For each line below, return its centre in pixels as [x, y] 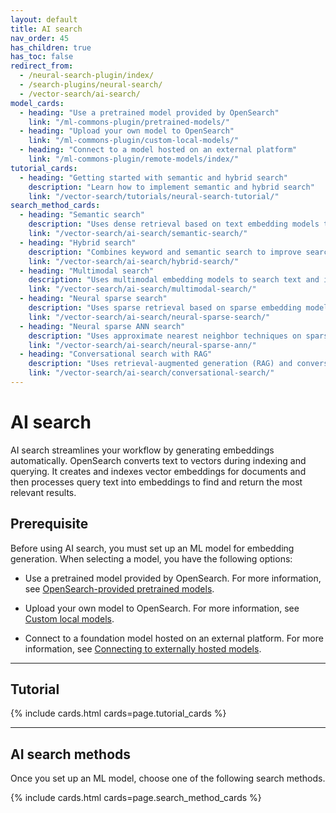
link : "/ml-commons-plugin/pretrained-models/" [129, 122]
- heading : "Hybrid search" [78, 242]
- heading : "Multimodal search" [87, 271]
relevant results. [43, 492]
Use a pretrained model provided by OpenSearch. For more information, [173, 578]
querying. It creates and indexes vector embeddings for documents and [158, 471]
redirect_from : [42, 66]
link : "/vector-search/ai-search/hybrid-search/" [134, 261]
